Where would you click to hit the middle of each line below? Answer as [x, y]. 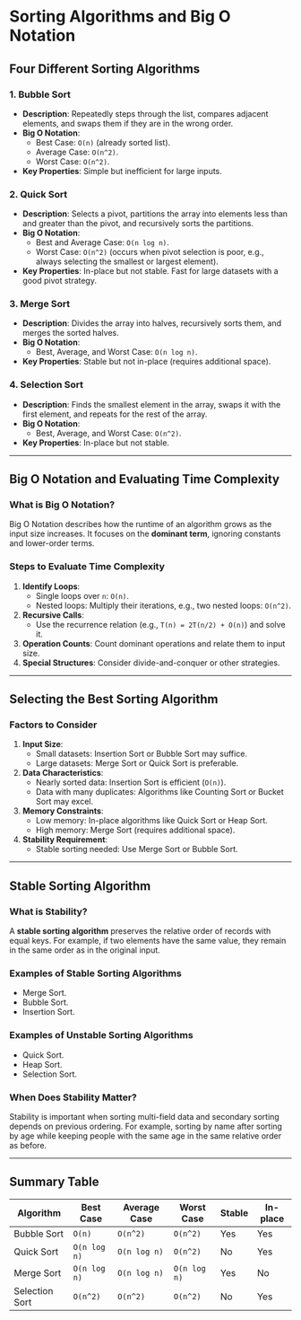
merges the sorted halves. [70, 333]
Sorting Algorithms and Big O [120, 17]
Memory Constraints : [63, 811]
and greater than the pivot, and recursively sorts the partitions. [138, 224]
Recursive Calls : [53, 615]
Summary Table [54, 1182]
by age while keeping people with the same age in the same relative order [146, 1136]
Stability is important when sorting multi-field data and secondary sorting [144, 1117]
